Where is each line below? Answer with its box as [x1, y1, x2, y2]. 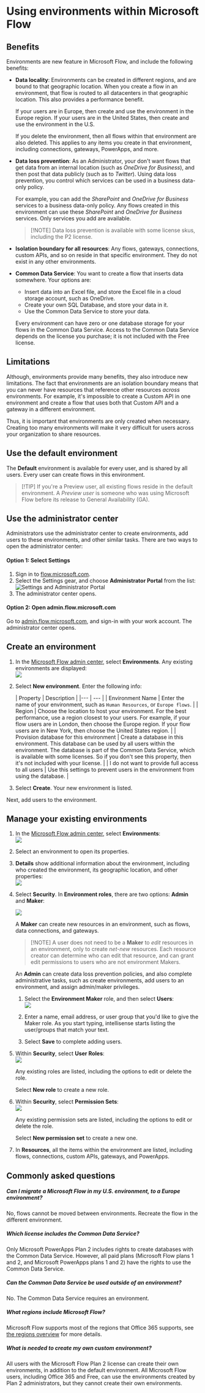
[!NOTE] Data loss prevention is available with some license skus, [30, 226, 196, 234]
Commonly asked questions [6, 1170, 116, 1181]
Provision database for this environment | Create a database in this [15, 733, 184, 741]
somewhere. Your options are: [15, 277, 92, 283]
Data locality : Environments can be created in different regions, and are [15, 77, 197, 83]
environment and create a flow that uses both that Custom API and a [6, 399, 179, 406]
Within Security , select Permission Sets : [15, 1098, 119, 1105]
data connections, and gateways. [15, 927, 99, 935]
